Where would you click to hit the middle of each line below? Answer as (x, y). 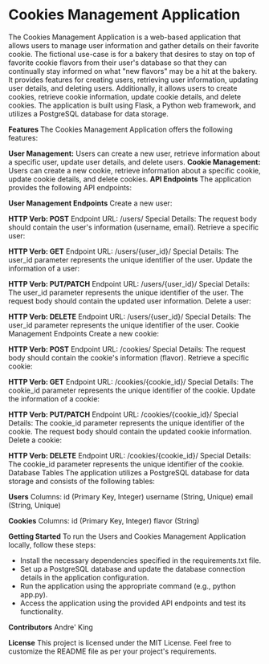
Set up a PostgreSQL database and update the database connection (132, 568)
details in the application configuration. (84, 577)
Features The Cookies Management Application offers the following (120, 129)
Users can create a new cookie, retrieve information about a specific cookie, (134, 170)
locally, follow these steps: (52, 544)
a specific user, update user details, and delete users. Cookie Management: (134, 161)
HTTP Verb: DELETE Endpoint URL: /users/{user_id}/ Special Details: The (130, 316)
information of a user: (44, 268)
